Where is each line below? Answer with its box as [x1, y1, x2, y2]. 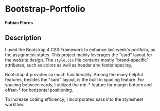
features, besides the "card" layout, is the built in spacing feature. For [5, 77, 144, 82]
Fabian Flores [5, 19, 33, 25]
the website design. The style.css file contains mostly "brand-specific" [5, 57, 149, 63]
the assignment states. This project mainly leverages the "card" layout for [5, 52, 152, 58]
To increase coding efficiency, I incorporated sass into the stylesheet [5, 96, 143, 102]
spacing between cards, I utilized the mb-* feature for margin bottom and [5, 81, 152, 88]
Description [5, 34, 41, 42]
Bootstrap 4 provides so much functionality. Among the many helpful [5, 71, 143, 77]
